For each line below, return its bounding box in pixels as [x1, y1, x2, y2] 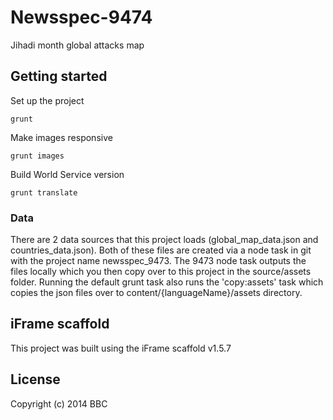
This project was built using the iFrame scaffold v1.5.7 [10, 342, 232, 354]
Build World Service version [10, 168, 125, 180]
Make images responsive [10, 131, 113, 143]
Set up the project [10, 94, 85, 106]
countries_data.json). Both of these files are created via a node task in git [10, 244, 312, 256]
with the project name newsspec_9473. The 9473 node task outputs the [10, 255, 307, 267]
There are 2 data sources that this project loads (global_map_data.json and [10, 234, 319, 246]
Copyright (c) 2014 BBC [10, 397, 108, 410]
